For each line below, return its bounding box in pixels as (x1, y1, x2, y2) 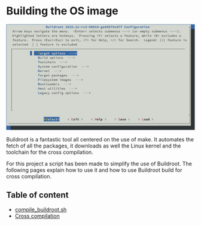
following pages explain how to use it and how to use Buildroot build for (6, 166, 182, 174)
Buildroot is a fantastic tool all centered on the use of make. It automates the (6, 135, 194, 143)
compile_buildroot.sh (14, 206, 67, 213)
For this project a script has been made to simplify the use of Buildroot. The (6, 160, 193, 167)
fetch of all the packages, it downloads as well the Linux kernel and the (6, 142, 181, 149)
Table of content (6, 190, 69, 201)
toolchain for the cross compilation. (6, 148, 94, 156)
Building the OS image (6, 4, 118, 18)
